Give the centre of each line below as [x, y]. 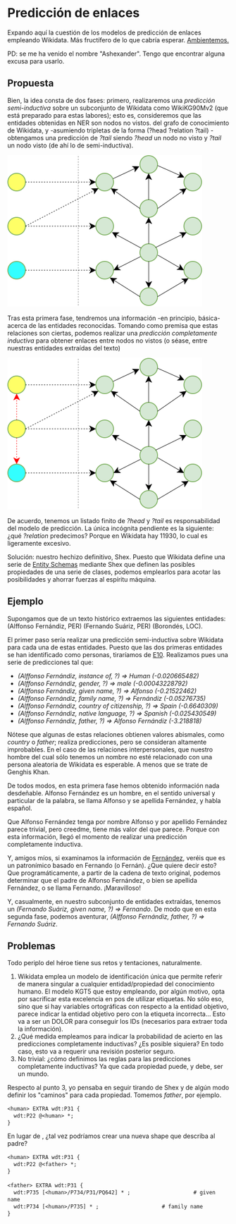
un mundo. [33, 1074]
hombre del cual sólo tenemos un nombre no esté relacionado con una [110, 757]
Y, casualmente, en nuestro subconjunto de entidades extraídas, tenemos [114, 901]
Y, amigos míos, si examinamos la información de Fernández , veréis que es [116, 857]
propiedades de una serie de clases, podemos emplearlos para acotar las [114, 572]
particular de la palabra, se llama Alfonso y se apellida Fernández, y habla [114, 800]
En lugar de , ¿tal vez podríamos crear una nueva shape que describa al [111, 1136]
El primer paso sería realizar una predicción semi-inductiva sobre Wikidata [116, 639]
